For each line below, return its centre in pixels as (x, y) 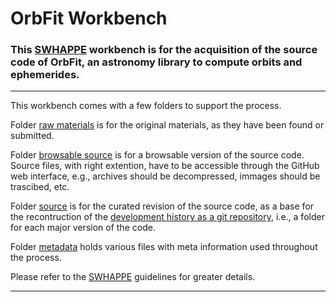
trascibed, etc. (40, 187)
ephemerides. (45, 75)
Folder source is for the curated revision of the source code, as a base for (162, 206)
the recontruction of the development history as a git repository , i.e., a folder (167, 217)
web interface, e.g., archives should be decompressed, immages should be (165, 176)
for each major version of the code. (83, 228)
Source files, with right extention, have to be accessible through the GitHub (165, 166)
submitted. (32, 136)
